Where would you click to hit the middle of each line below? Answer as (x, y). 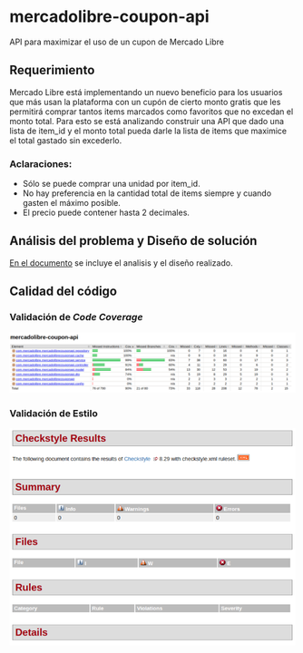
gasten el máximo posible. (71, 203)
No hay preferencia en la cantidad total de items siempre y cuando (147, 193)
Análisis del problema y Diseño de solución (133, 241)
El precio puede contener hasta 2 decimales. (106, 213)
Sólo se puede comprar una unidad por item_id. (112, 184)
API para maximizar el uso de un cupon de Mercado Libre (117, 42)
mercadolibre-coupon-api (110, 17)
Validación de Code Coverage (76, 317)
